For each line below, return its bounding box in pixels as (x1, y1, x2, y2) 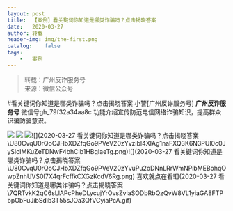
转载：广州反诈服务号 (24, 75, 86, 84)
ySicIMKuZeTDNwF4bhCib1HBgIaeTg (7, 147, 113, 155)
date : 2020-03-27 (7, 23, 64, 30)
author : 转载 (7, 29, 43, 37)
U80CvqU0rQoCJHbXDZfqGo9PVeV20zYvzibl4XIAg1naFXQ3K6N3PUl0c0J (9, 139, 226, 147)
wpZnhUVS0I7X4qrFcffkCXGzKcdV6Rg (7, 172, 120, 180)
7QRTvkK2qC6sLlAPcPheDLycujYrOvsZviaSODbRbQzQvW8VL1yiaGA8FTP (9, 189, 224, 197)
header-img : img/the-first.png (7, 36, 98, 43)
